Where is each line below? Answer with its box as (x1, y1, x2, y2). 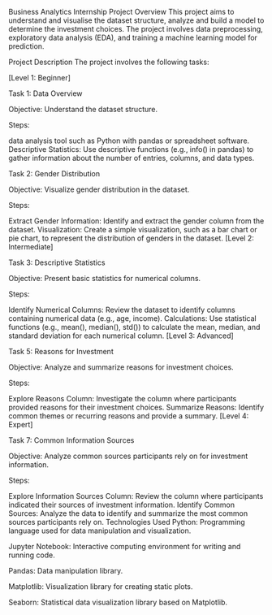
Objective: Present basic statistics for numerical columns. (8, 274, 201, 283)
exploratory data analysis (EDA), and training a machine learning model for (8, 32, 258, 42)
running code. (8, 550, 55, 560)
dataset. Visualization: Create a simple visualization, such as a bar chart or (8, 225, 257, 234)
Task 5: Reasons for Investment (8, 347, 114, 356)
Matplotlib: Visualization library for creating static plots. (8, 582, 193, 591)
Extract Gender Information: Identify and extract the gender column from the (8, 216, 265, 226)
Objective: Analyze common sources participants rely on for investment (8, 451, 248, 461)
